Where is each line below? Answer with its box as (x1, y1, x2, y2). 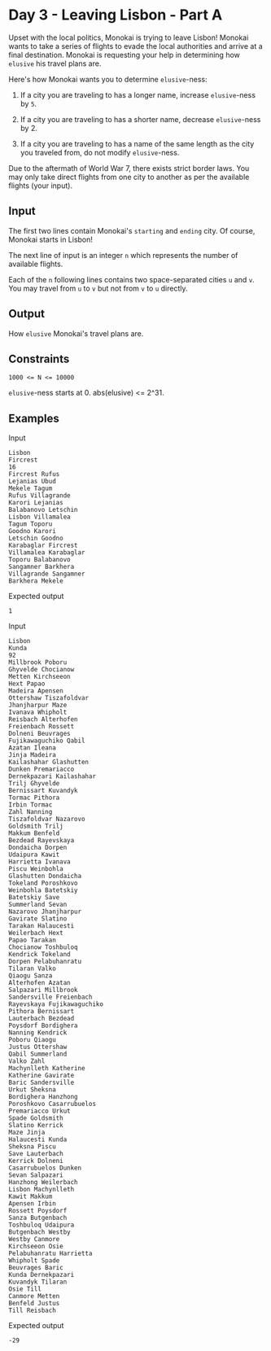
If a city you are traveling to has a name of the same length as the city (20, 138, 255, 148)
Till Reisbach (8, 1306, 57, 1315)
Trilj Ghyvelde (8, 780, 60, 788)
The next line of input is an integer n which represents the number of (8, 250, 238, 260)
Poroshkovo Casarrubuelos (8, 1100, 96, 1108)
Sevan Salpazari (8, 1171, 63, 1179)
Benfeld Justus (8, 1300, 60, 1308)
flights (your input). (8, 181, 73, 190)
